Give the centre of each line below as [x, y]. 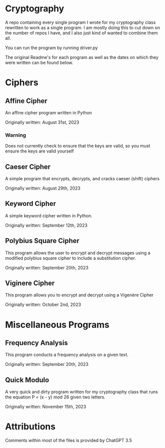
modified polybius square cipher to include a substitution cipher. [71, 258]
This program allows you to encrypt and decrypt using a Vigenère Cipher [80, 295]
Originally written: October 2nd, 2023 [43, 304]
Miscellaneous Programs [57, 324]
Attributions [30, 427]
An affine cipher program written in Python [49, 112]
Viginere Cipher [30, 283]
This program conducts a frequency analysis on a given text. [67, 355]
